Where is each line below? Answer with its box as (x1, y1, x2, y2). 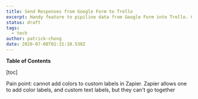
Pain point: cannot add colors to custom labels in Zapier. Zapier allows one (6, 80, 187, 87)
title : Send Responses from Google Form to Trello (6, 8, 133, 15)
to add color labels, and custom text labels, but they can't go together (6, 86, 176, 93)
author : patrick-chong (6, 36, 62, 42)
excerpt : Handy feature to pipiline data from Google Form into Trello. (6, 14, 189, 20)
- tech (11, 30, 28, 36)
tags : (6, 25, 19, 31)
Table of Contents (6, 57, 51, 64)
